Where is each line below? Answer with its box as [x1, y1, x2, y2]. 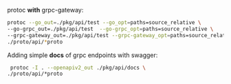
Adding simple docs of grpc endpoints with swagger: [7, 51, 158, 59]
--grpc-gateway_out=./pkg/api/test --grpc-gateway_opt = [7, 32, 170, 39]
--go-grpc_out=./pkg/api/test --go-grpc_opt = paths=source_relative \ [7, 25, 214, 32]
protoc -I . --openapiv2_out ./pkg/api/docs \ [10, 64, 146, 71]
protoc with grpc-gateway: [7, 6, 84, 14]
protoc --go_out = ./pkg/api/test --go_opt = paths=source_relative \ [7, 19, 201, 26]
